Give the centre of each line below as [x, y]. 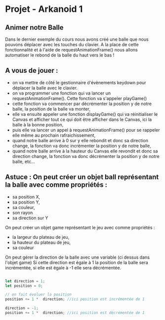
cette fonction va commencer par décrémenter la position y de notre [82, 104]
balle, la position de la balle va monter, [51, 109]
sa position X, [26, 197]
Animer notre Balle [34, 27]
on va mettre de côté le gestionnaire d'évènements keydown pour [79, 82]
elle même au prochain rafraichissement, [54, 135]
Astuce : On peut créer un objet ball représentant [82, 177]
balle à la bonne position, [38, 124]
